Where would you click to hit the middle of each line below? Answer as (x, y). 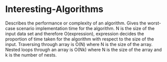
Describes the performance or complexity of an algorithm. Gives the (76, 23)
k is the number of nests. (31, 55)
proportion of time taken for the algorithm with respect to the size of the (80, 39)
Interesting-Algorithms (54, 9)
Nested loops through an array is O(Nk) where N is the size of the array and (83, 49)
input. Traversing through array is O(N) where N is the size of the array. (79, 44)
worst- (154, 23)
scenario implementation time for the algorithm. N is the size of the (86, 28)
